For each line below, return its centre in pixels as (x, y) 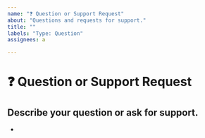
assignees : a (26, 40)
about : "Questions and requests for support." (77, 20)
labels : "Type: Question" (45, 33)
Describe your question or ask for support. (103, 112)
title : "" (22, 27)
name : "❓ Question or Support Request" (66, 14)
